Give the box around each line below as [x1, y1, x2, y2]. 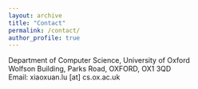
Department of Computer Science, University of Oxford [8, 56, 190, 65]
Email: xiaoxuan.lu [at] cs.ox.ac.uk [8, 72, 121, 82]
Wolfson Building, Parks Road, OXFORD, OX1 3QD [8, 64, 172, 74]
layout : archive [8, 11, 62, 20]
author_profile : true [8, 33, 81, 42]
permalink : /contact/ [8, 26, 81, 34]
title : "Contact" [8, 19, 66, 27]
